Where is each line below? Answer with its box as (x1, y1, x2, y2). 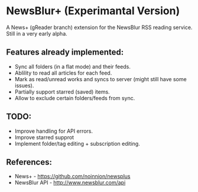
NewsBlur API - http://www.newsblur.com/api (14, 179, 126, 186)
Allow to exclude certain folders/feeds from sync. (14, 94, 135, 101)
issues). (14, 82, 34, 89)
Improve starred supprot (14, 133, 74, 140)
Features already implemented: (6, 47, 124, 57)
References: (6, 157, 52, 167)
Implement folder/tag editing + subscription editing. (14, 140, 140, 147)
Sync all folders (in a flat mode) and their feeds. (14, 63, 131, 70)
